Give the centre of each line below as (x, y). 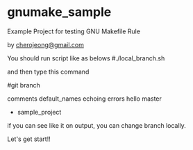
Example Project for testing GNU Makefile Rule (74, 31)
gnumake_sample (59, 12)
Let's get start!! (29, 139)
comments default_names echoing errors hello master (84, 99)
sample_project (39, 112)
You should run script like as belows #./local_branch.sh (86, 58)
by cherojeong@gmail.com (46, 44)
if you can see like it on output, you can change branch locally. (96, 125)
